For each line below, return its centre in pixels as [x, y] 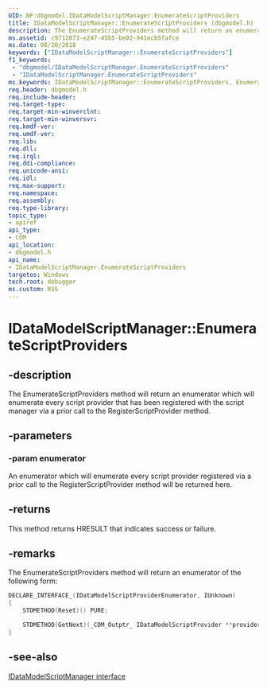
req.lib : [23, 141]
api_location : [32, 245]
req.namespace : [33, 193]
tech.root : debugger [43, 282]
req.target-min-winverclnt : [55, 112]
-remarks [32, 553]
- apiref [23, 223]
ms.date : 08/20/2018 [43, 45]
